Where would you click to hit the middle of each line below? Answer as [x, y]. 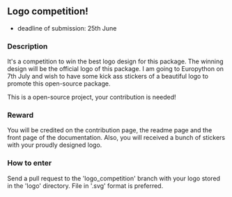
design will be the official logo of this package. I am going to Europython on [116, 69]
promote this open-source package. [59, 84]
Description [28, 46]
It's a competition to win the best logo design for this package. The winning [116, 61]
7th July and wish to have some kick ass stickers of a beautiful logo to [108, 77]
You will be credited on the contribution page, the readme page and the [110, 130]
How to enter [30, 163]
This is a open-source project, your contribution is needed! [92, 97]
